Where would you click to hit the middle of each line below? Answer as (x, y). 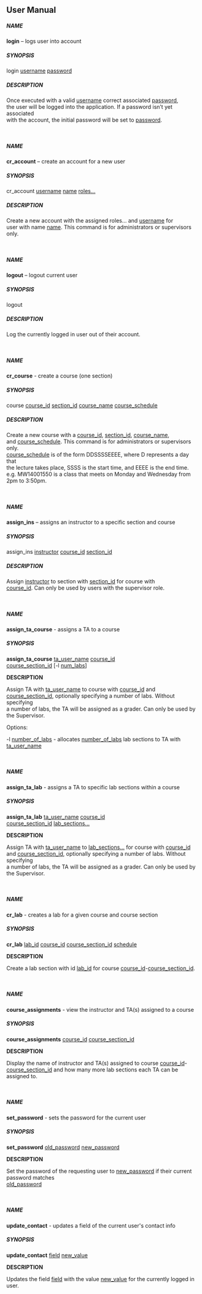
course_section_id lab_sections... (48, 823)
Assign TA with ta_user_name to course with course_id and (81, 689)
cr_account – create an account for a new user (66, 162)
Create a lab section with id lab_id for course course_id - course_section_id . (101, 968)
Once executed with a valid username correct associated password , (92, 100)
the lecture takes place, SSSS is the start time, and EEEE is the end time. (98, 468)
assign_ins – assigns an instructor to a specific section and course (91, 522)
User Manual (31, 10)
